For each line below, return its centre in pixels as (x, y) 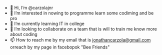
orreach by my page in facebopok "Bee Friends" (60, 47)
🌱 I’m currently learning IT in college (47, 23)
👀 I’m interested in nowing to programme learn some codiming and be (82, 13)
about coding (23, 34)
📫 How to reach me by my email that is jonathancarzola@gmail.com (80, 40)
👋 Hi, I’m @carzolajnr (31, 8)
